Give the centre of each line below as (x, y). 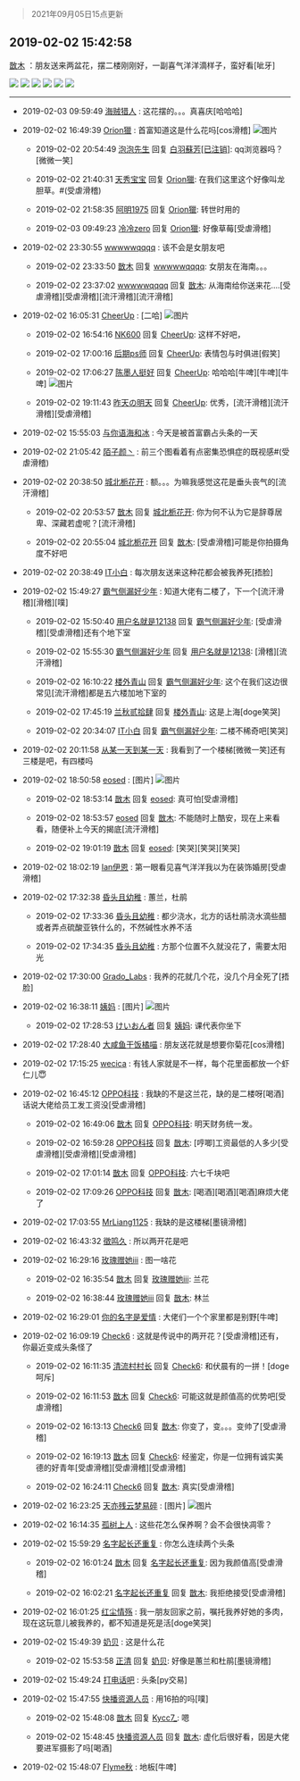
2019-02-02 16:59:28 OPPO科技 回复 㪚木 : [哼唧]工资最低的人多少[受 (162, 1142)
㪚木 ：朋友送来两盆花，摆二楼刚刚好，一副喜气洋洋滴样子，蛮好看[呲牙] (142, 65)
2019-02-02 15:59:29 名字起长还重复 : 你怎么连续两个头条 (128, 1543)
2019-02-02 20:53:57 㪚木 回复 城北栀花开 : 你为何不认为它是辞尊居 (159, 512)
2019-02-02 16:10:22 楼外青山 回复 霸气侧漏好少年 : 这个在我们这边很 (162, 681)
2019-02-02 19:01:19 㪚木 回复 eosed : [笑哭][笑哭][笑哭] (138, 848)
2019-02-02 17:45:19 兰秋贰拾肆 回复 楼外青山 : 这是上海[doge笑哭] (158, 711)
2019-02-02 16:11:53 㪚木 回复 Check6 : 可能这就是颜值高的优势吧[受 (161, 1396)
